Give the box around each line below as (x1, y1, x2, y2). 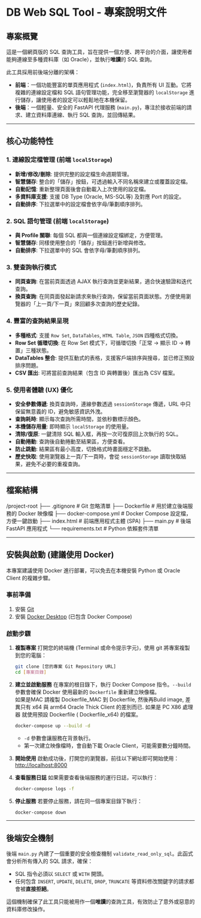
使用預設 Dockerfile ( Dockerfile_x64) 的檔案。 (26, 710, 142, 718)
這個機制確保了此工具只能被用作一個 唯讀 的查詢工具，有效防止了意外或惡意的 (6, 898, 195, 905)
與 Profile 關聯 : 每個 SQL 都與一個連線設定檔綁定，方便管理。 (14, 232, 166, 239)
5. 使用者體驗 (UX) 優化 (6, 385, 73, 394)
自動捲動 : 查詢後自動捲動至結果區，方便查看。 (14, 437, 129, 445)
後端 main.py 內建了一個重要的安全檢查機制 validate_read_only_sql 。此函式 (6, 850, 193, 857)
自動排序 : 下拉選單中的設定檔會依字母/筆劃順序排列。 (14, 200, 146, 208)
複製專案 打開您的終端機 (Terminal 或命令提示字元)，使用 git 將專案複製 (14, 644, 190, 652)
